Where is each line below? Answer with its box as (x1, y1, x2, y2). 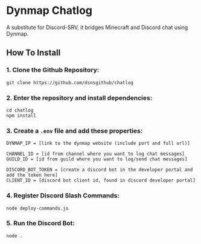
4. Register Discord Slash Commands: (6, 191, 120, 200)
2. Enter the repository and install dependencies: (6, 93, 153, 102)
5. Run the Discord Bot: (6, 219, 75, 228)
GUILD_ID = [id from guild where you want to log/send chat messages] (6, 156, 188, 162)
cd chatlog (6, 107, 34, 113)
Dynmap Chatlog (6, 4, 92, 18)
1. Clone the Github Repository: (6, 66, 100, 74)
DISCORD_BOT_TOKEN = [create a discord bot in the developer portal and (6, 167, 193, 173)
